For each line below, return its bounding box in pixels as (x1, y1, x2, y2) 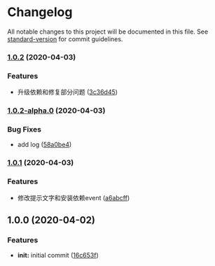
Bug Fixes (7, 125, 42, 134)
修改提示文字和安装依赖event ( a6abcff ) (17, 193, 130, 202)
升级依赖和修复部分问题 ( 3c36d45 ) (17, 88, 118, 97)
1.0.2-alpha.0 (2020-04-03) (7, 106, 106, 115)
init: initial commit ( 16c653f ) (17, 251, 99, 260)
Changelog (7, 4, 73, 20)
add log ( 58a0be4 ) (17, 141, 72, 149)
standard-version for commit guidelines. (7, 34, 123, 43)
